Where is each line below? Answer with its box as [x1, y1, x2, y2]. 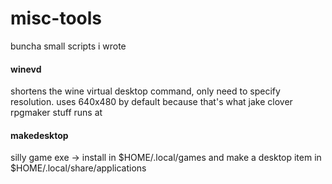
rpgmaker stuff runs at [10, 107, 103, 119]
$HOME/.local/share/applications [10, 162, 147, 174]
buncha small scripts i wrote [10, 40, 127, 52]
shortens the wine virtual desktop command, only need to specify [10, 85, 281, 97]
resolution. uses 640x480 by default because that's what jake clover [10, 96, 293, 108]
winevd [10, 63, 42, 75]
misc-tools [10, 7, 102, 30]
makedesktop [10, 129, 69, 141]
